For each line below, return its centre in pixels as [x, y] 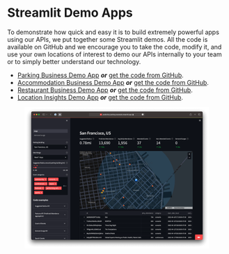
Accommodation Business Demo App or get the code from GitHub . [113, 82]
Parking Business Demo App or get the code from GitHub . [101, 75]
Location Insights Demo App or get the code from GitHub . [100, 97]
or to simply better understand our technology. [74, 61]
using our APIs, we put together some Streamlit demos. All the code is [108, 39]
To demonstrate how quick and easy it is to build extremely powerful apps [113, 32]
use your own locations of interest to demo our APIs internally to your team [115, 54]
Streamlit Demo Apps [70, 13]
